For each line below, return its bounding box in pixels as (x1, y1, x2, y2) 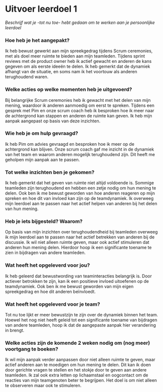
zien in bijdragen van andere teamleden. (5, 250, 86, 255)
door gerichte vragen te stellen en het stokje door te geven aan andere (5, 367, 147, 373)
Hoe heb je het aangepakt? (5, 37, 70, 43)
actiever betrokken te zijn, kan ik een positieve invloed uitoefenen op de (5, 278, 149, 284)
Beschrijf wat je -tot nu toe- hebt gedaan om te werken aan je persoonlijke (5, 20, 155, 25)
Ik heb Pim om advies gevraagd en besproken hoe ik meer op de (5, 141, 135, 147)
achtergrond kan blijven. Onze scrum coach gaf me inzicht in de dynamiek (5, 146, 154, 152)
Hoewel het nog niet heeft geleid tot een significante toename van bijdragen (5, 317, 157, 323)
